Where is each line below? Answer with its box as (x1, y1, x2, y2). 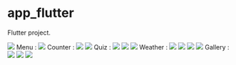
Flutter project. (7, 28, 51, 37)
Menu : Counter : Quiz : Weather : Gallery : (16, 42, 230, 51)
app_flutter (7, 5, 75, 21)
